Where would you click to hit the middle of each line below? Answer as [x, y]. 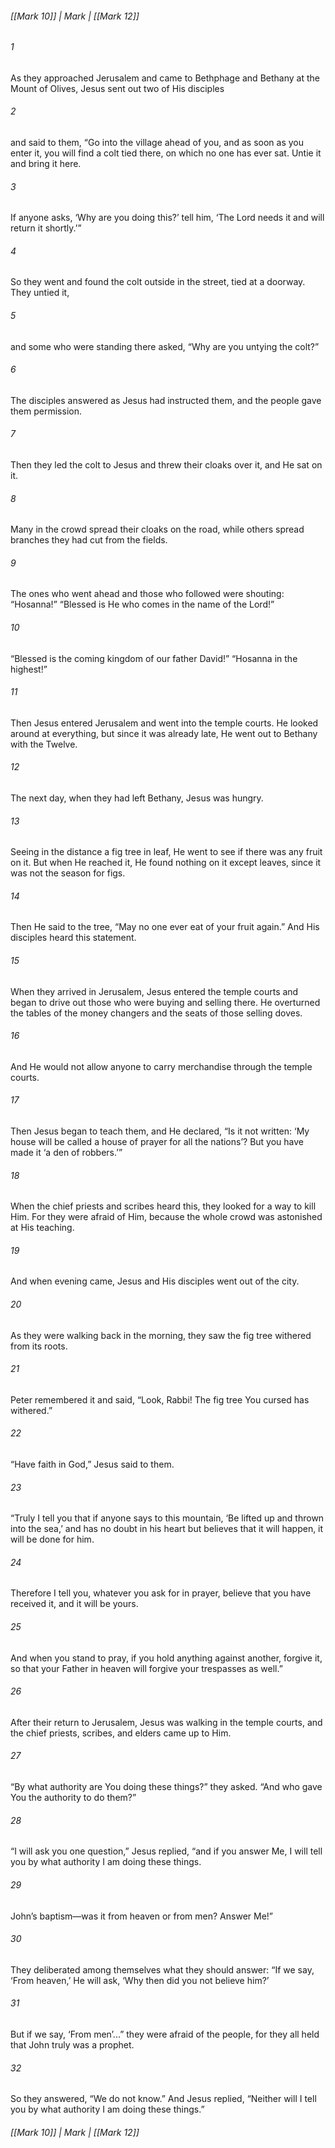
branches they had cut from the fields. [89, 540]
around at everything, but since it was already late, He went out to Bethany [164, 733]
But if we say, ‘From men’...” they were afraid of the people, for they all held [165, 2034]
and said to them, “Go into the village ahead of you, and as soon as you [157, 143]
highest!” [29, 669]
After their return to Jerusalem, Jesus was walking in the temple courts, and [166, 1722]
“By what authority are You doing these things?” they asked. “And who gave [166, 1787]
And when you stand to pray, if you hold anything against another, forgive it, [166, 1658]
